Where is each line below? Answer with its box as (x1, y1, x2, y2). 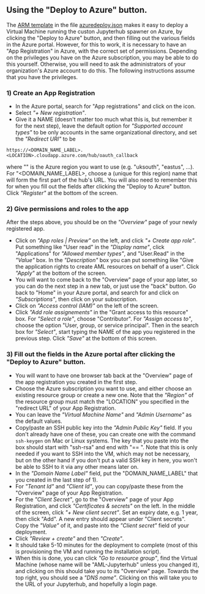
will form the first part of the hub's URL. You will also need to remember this (6, 176, 198, 183)
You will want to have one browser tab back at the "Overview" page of (15, 371, 193, 379)
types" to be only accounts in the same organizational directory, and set (15, 129, 197, 136)
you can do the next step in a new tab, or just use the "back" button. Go (15, 282, 196, 290)
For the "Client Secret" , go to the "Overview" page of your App (15, 495, 174, 503)
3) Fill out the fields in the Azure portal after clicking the (6, 350, 176, 358)
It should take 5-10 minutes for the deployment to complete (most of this (15, 541, 198, 549)
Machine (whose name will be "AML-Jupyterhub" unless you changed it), (15, 561, 199, 568)
